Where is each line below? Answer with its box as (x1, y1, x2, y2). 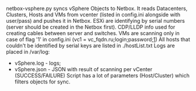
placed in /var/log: (6, 48, 50, 55)
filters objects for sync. (14, 78, 71, 85)
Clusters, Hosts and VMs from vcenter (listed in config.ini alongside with (6, 11, 180, 18)
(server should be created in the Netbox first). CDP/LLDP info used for (6, 23, 176, 30)
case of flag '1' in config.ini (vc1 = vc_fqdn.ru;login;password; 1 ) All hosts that (6, 36, 190, 43)
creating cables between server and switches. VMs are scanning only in (6, 30, 180, 37)
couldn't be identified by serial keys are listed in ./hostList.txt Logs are (6, 42, 176, 49)
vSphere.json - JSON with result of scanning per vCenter (14, 66, 153, 72)
